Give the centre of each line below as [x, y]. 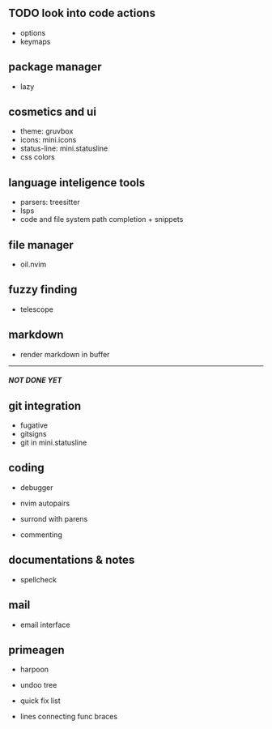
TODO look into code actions [82, 13]
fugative [34, 425]
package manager [55, 67]
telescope [37, 309]
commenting [41, 535]
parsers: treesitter [50, 202]
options [33, 32]
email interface [45, 625]
